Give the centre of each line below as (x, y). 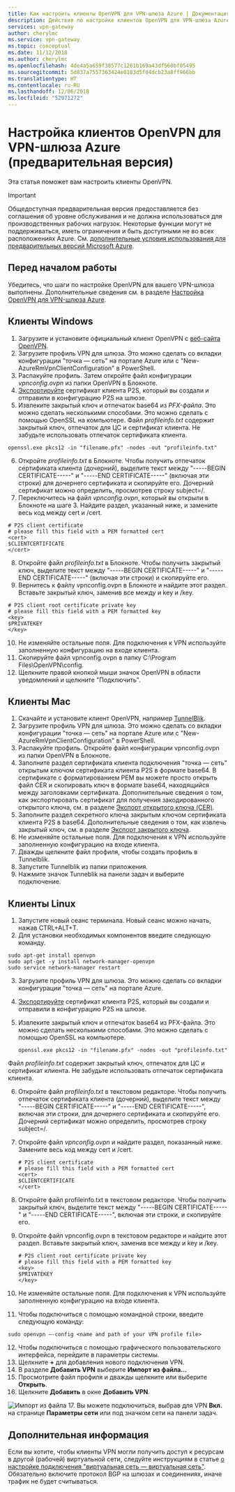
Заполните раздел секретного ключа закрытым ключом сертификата (122, 815)
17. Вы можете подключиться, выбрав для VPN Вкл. (145, 1405)
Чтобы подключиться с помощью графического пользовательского (119, 1347)
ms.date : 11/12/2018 (38, 53)
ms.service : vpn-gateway (44, 40)
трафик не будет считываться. (53, 1481)
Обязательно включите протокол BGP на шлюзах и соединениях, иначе (115, 1474)
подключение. (39, 882)
